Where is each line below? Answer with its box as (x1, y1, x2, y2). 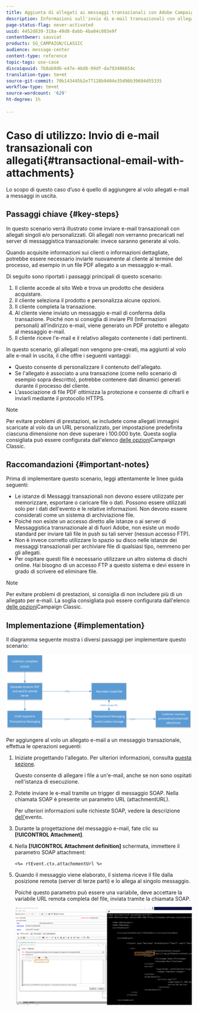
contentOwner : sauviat (6, 34, 62, 41)
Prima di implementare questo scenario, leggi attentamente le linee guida (6, 475, 184, 483)
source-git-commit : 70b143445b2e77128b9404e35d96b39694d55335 (6, 78, 162, 84)
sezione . (14, 761, 36, 768)
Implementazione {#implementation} (6, 620, 146, 630)
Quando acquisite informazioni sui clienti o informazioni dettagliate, (6, 249, 170, 256)
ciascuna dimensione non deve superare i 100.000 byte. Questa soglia (6, 430, 177, 437)
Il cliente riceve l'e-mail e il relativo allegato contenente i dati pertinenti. (14, 334, 188, 341)
